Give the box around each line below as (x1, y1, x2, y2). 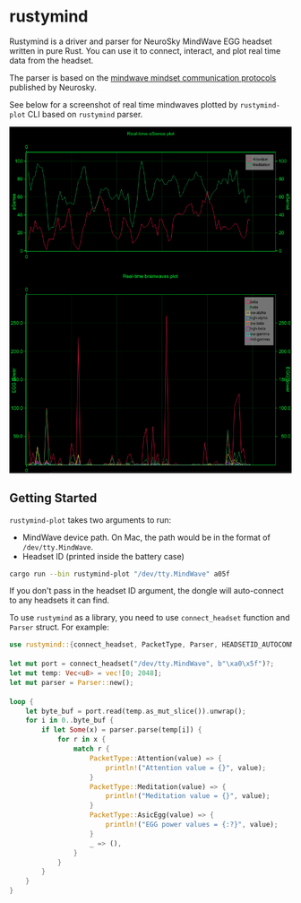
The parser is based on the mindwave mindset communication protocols (9, 72, 277, 82)
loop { (9, 697, 34, 706)
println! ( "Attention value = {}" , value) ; (105, 763, 267, 772)
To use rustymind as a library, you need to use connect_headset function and (9, 612, 290, 623)
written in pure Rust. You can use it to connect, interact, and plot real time (9, 45, 281, 56)
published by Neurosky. (9, 82, 97, 92)
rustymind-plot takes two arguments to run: (9, 514, 172, 525)
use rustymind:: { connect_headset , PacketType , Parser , (9, 640, 219, 649)
